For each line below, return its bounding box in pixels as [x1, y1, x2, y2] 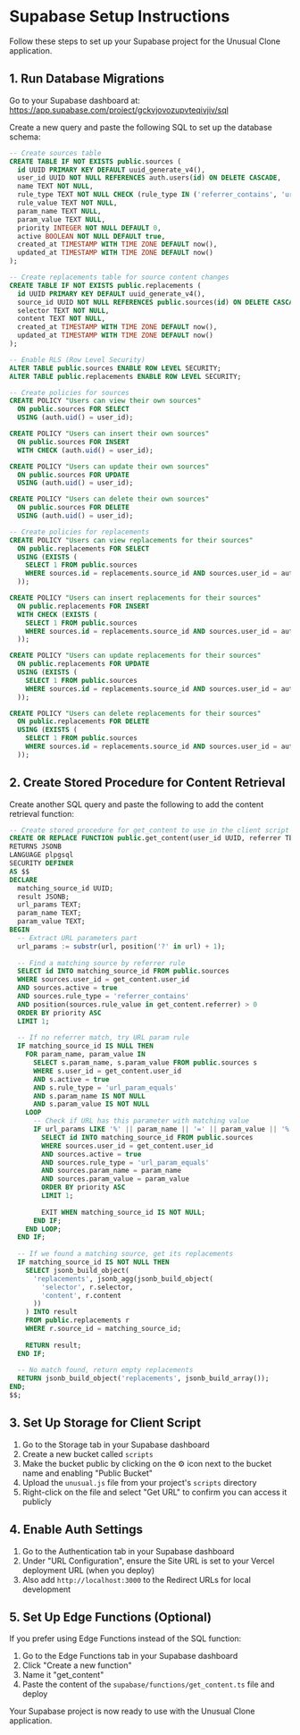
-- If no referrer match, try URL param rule [17, 1033, 190, 1042]
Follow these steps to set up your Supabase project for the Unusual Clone [9, 36, 281, 46]
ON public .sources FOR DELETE [17, 503, 129, 512]
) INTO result [25, 1308, 78, 1317]
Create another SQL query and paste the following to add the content [9, 798, 264, 810]
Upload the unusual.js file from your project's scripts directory [21, 1477, 257, 1487]
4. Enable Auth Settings [9, 1522, 144, 1537]
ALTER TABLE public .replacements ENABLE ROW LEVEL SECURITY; [9, 372, 242, 381]
